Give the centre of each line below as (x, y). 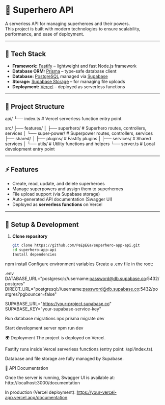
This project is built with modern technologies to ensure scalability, (73, 28)
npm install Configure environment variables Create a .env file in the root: (79, 264)
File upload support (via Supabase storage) (56, 194)
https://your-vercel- (97, 392)
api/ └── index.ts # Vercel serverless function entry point (63, 118)
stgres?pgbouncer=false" (31, 294)
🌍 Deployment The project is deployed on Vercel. (55, 337)
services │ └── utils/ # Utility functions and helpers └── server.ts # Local (80, 144)
